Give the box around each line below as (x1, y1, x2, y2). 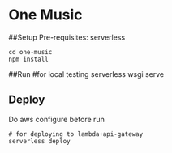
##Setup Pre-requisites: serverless (8, 32, 126, 42)
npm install (8, 55, 49, 63)
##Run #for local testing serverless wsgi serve (8, 69, 165, 79)
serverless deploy (8, 137, 71, 145)
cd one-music (8, 48, 53, 56)
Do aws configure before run (8, 114, 105, 124)
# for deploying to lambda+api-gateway (8, 130, 144, 138)
